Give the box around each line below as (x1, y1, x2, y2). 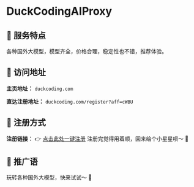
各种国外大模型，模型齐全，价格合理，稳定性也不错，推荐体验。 (6, 48, 167, 55)
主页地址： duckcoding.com (6, 85, 73, 92)
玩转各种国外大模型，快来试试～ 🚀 (6, 174, 92, 181)
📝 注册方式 (6, 118, 46, 128)
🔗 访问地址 (6, 67, 46, 78)
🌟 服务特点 (6, 30, 46, 40)
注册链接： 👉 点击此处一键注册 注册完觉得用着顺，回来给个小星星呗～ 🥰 (6, 135, 189, 142)
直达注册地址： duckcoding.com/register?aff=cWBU (6, 97, 133, 105)
